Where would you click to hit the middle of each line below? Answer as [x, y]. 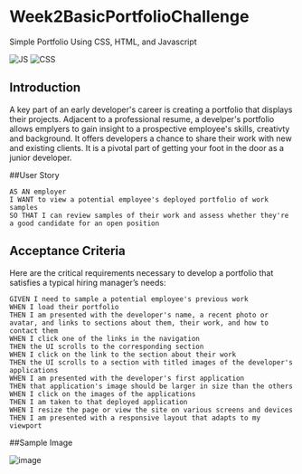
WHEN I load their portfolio [64, 307]
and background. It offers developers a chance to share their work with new [151, 138]
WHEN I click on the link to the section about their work [123, 355]
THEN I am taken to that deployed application [99, 402]
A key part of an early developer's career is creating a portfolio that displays [151, 109]
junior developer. [41, 157]
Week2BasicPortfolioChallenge [129, 17]
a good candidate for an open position [85, 223]
